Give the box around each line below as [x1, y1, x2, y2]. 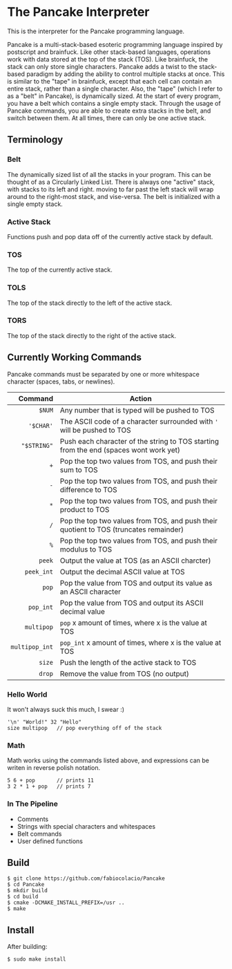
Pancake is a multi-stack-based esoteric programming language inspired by [7, 40, 223, 48]
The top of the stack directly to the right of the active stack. [7, 331, 177, 339]
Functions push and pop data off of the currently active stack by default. [7, 232, 213, 241]
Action [129, 393, 152, 403]
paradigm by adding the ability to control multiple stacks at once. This [26, 70, 225, 78]
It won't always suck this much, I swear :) [7, 705, 125, 713]
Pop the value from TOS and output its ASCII [59, 598, 204, 608]
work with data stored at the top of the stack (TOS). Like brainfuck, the [7, 55, 209, 63]
